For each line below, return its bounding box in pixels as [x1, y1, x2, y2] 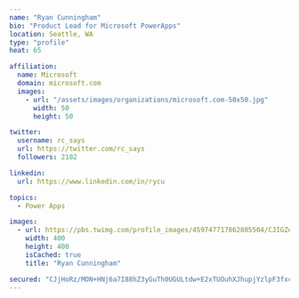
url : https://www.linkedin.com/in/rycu [17, 177, 166, 186]
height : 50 [32, 112, 74, 121]
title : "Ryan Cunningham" [25, 259, 122, 268]
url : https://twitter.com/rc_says [17, 144, 145, 154]
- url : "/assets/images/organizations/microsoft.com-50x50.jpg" [25, 95, 269, 104]
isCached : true [25, 250, 82, 259]
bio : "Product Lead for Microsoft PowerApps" [9, 21, 181, 30]
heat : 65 [9, 46, 42, 55]
